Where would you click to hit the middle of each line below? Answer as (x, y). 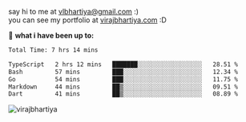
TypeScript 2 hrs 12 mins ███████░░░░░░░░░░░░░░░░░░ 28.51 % (123, 64)
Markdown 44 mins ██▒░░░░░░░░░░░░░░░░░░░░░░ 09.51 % (123, 87)
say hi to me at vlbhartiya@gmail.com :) (73, 12)
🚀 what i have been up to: (51, 35)
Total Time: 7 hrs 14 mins (53, 50)
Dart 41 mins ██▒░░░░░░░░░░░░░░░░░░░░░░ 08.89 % (123, 94)
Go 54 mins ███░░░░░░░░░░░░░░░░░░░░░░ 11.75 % (123, 79)
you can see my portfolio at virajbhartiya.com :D (87, 20)
